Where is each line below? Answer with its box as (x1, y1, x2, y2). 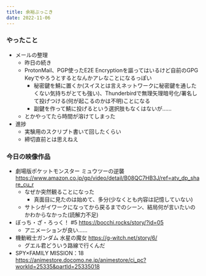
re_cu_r (15, 181, 34, 188)
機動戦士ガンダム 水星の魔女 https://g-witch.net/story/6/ (15, 234, 158, 242)
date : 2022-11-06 (6, 15, 51, 21)
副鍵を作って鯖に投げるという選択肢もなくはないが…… (33, 105, 172, 112)
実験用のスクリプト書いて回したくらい (24, 128, 121, 135)
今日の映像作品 (6, 152, 51, 161)
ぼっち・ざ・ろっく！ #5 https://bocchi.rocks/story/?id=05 (15, 219, 164, 226)
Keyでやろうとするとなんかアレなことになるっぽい (24, 74, 152, 82)
